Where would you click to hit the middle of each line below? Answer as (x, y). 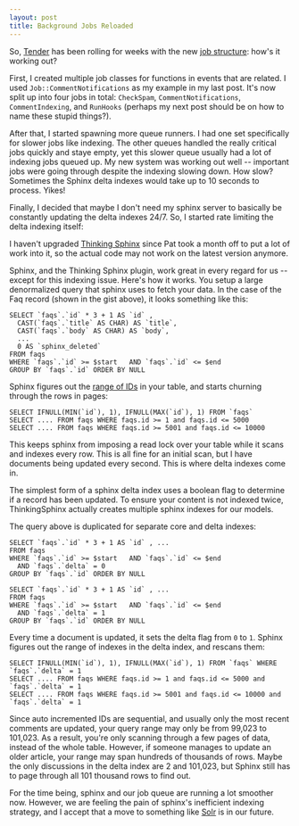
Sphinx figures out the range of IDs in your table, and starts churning (136, 386)
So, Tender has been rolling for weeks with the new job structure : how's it (145, 51)
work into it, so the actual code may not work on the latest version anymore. (149, 253)
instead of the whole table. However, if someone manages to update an (141, 747)
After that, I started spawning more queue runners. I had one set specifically (149, 133)
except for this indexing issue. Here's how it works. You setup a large (136, 280)
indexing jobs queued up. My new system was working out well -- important (149, 161)
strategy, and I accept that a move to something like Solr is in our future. (142, 812)
